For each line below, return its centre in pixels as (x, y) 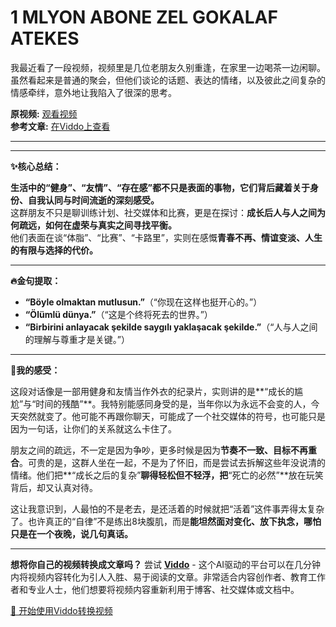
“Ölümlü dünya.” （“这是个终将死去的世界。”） (118, 314)
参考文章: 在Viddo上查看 (60, 126)
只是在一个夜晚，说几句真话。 (71, 533)
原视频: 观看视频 (44, 113)
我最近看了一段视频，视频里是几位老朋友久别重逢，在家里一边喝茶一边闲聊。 (168, 67)
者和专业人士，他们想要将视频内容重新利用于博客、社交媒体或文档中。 (155, 589)
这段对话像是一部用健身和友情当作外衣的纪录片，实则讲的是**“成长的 (152, 391)
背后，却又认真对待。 (54, 487)
